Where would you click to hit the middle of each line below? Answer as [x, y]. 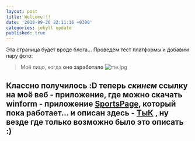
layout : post [22, 11]
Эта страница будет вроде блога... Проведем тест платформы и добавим [97, 50]
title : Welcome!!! [28, 17]
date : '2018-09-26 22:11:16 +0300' [49, 22]
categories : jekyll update [39, 28]
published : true [26, 33]
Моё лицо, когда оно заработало [62, 67]
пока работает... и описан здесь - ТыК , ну [88, 113]
